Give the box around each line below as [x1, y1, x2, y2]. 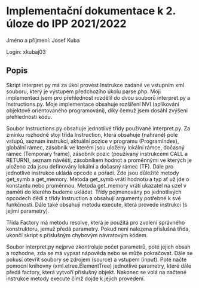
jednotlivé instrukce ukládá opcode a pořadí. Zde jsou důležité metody [6, 169, 179, 176]
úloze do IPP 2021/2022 [6, 17, 127, 30]
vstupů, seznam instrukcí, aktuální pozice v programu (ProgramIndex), [6, 137, 179, 145]
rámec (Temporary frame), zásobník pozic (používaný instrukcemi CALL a [6, 150, 188, 157]
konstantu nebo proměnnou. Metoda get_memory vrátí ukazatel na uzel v [6, 182, 187, 189]
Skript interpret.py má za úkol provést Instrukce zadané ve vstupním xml [6, 81, 185, 88]
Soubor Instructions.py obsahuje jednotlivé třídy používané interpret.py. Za [6, 124, 191, 132]
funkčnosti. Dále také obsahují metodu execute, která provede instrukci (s [6, 201, 188, 208]
